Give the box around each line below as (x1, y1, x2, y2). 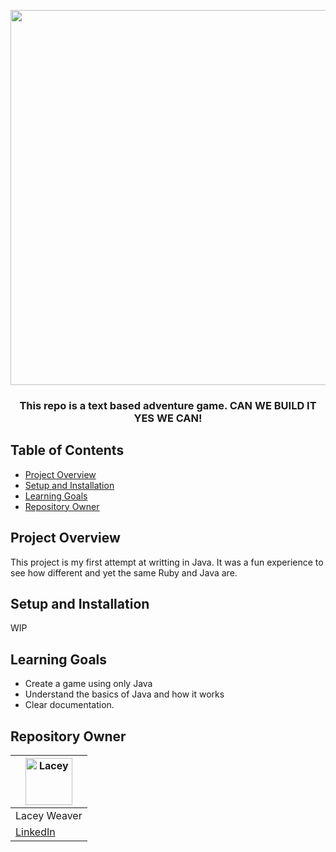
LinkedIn (15, 825, 56, 839)
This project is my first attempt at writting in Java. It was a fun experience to (10, 556, 324, 568)
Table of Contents (10, 442, 125, 459)
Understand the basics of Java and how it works (24, 688, 225, 700)
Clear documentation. (24, 699, 115, 711)
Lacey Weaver (15, 808, 83, 822)
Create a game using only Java (24, 678, 153, 690)
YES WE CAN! (133, 411, 203, 425)
